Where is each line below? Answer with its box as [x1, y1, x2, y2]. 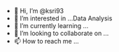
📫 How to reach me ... [13, 37, 79, 45]
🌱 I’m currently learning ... [13, 22, 89, 30]
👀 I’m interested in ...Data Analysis [13, 14, 113, 22]
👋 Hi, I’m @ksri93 [13, 7, 64, 15]
